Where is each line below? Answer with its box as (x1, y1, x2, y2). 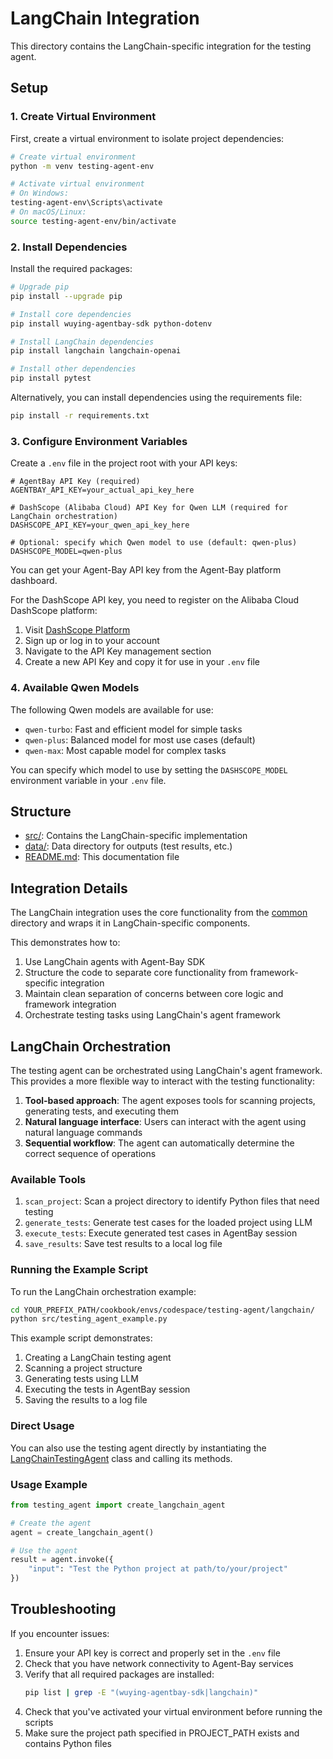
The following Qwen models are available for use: (10, 703, 214, 716)
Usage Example (10, 1477, 88, 1491)
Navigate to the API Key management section (24, 645, 212, 657)
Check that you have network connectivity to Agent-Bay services (24, 1657, 294, 1669)
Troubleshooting (10, 1601, 117, 1618)
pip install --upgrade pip (10, 291, 123, 301)
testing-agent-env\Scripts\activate (10, 198, 163, 208)
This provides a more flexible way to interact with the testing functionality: (10, 1075, 315, 1087)
